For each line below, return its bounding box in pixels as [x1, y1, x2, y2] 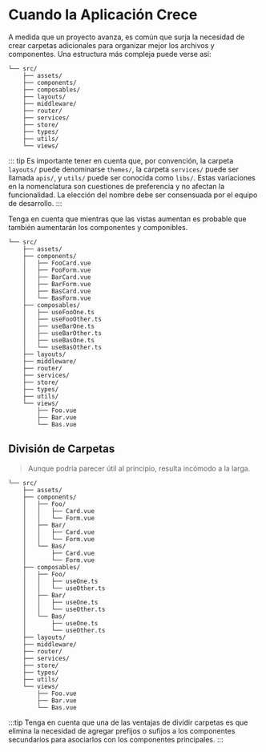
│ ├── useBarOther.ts [22, 329, 103, 338]
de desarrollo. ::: [8, 198, 62, 208]
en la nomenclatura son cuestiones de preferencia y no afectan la [8, 181, 225, 191]
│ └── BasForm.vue [22, 294, 91, 302]
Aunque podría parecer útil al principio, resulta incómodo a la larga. [27, 463, 251, 473]
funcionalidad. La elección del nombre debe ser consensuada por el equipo [8, 190, 258, 200]
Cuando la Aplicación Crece [8, 6, 198, 24]
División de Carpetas [8, 443, 115, 456]
